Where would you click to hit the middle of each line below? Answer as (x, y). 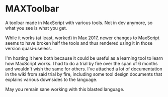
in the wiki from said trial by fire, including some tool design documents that (84, 74)
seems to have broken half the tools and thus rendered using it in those (79, 43)
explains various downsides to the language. (51, 79)
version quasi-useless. (29, 48)
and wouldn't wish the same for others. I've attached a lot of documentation (84, 69)
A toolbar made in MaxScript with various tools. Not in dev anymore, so (79, 23)
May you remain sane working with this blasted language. (65, 89)
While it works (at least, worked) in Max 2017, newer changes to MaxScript (82, 38)
